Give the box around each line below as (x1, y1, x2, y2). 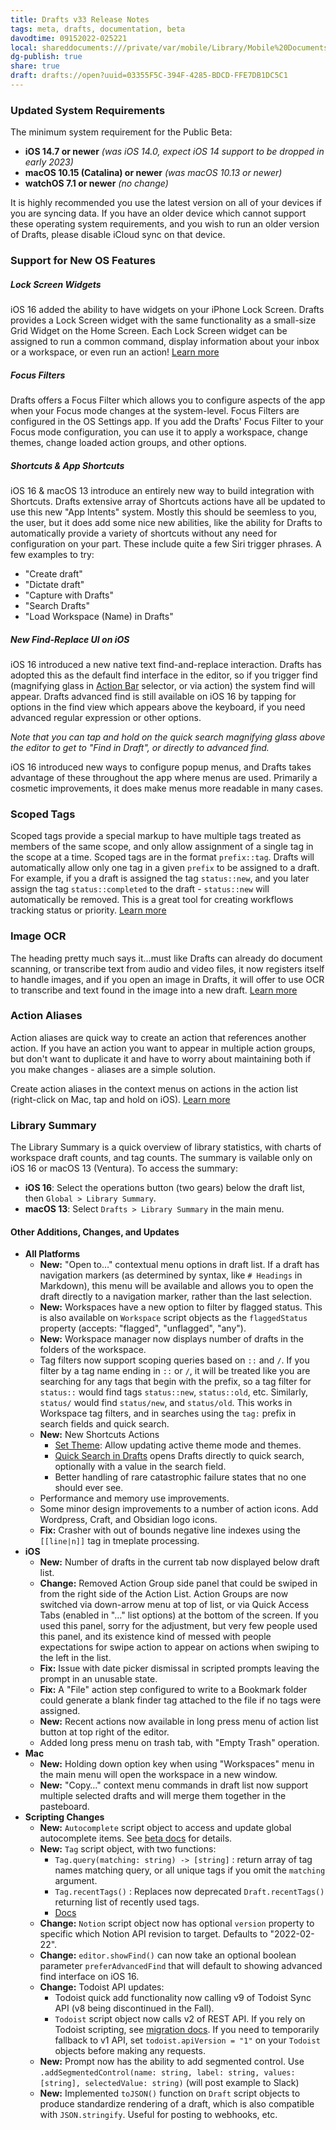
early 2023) (24, 156, 74, 168)
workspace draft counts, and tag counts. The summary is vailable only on (10, 1152, 313, 1164)
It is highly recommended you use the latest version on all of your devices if (10, 197, 322, 209)
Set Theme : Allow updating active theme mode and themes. (54, 1439, 302, 1451)
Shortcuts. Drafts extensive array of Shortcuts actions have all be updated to (10, 496, 326, 507)
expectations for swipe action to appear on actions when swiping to (39, 1641, 320, 1653)
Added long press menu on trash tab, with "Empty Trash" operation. (39, 1737, 320, 1749)
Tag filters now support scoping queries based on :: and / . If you (39, 1354, 310, 1366)
